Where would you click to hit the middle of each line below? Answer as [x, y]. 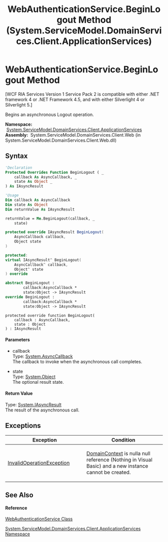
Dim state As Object [27, 204]
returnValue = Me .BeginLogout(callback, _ [50, 219]
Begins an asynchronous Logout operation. [49, 115]
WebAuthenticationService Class [39, 519]
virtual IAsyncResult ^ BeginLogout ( [43, 260]
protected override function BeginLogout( [50, 315]
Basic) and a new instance [117, 466]
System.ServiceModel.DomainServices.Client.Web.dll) [61, 140]
